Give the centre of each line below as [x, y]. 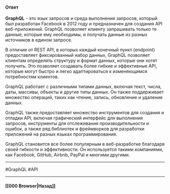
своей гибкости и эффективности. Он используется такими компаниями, [84, 149]
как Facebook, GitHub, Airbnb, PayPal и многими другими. [68, 155]
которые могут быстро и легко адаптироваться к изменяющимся [76, 72]
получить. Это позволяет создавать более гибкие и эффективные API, [81, 66]
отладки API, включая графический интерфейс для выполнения [74, 118]
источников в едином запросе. [39, 40]
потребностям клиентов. [32, 77]
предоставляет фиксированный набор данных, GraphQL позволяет [78, 55]
